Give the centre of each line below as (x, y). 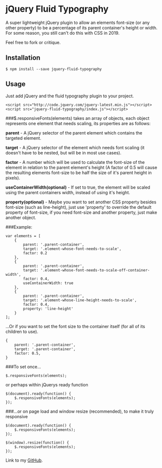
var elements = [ (23, 236)
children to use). (22, 332)
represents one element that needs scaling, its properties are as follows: (78, 123)
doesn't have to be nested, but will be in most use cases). (63, 153)
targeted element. (23, 138)
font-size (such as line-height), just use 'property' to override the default (79, 207)
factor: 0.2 (35, 253)
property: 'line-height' (48, 309)
